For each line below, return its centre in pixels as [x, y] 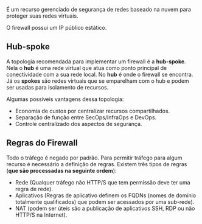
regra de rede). [34, 189]
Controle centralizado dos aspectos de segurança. [78, 124]
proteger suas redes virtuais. [42, 16]
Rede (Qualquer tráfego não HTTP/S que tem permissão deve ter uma [103, 182]
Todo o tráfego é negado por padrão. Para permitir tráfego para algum [94, 158]
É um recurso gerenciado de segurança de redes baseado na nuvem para [99, 9]
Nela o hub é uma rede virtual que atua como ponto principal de [87, 68]
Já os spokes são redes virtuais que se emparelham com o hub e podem [98, 81]
